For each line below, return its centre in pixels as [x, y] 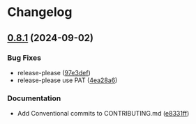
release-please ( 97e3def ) [54, 72]
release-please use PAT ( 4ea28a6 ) [67, 80]
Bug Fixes [24, 58]
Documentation [34, 98]
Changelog [40, 12]
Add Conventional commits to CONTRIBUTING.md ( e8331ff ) [103, 114]
